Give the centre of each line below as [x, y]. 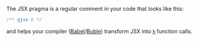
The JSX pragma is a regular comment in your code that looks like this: [95, 9]
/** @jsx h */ [24, 20]
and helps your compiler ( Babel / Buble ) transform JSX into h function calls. [99, 31]
